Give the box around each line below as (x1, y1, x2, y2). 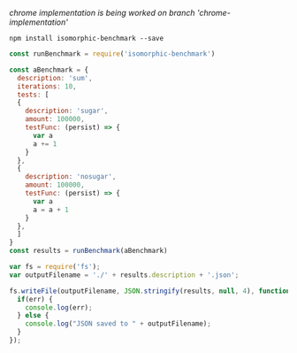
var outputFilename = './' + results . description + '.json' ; (9, 270, 240, 280)
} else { (17, 311, 49, 320)
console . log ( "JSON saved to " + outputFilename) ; (25, 319, 212, 328)
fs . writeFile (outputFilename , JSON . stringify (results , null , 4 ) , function (9, 287, 291, 295)
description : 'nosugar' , (25, 173, 117, 181)
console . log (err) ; (25, 303, 93, 312)
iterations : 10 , (17, 81, 77, 91)
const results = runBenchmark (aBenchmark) (9, 247, 168, 256)
